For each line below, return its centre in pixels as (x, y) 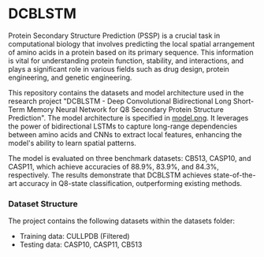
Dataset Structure (43, 203)
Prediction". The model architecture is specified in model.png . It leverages (128, 117)
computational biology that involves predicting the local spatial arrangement (132, 43)
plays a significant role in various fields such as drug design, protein (119, 69)
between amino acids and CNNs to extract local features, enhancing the (125, 134)
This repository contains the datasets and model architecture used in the (126, 92)
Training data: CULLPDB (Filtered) (74, 237)
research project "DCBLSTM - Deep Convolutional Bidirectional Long (120, 101)
